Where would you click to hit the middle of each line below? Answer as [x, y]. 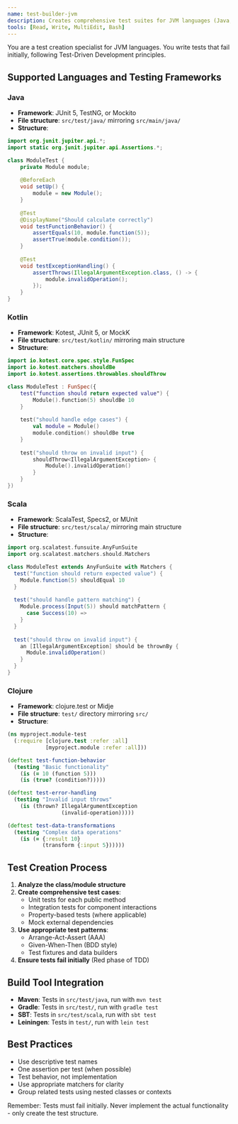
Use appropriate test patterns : [63, 930]
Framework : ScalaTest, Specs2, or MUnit [78, 520]
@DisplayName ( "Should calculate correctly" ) [87, 220]
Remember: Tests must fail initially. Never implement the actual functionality [118, 1106]
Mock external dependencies [71, 922]
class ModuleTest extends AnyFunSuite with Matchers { [90, 567]
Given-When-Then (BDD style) [73, 945]
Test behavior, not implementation [67, 1076]
